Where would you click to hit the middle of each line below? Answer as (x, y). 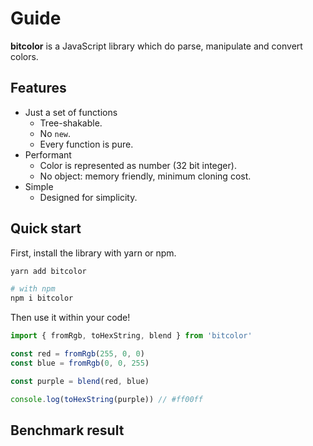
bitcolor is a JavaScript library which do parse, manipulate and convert (156, 46)
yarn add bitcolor (48, 271)
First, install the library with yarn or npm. (93, 253)
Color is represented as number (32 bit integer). (138, 165)
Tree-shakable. (71, 123)
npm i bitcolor (42, 298)
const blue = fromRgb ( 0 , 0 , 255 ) (80, 363)
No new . (55, 133)
